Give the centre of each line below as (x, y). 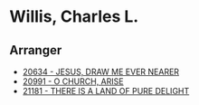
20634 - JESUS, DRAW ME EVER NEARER (100, 72)
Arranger (36, 50)
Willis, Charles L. (74, 17)
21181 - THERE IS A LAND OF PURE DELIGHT (106, 91)
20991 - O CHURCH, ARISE (73, 81)
